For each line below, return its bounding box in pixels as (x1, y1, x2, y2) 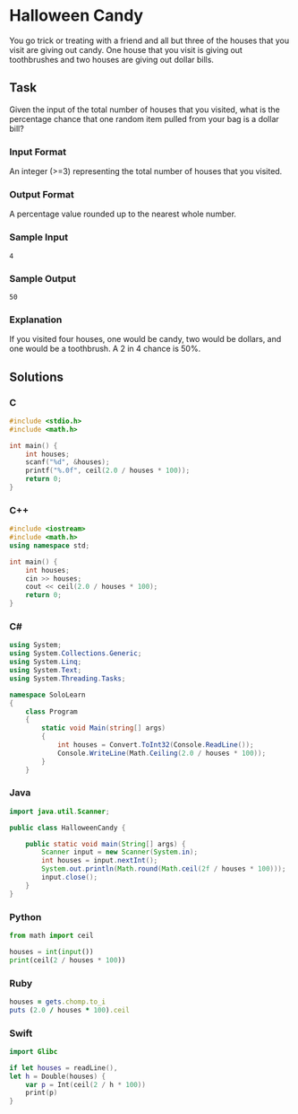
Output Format (9, 188, 74, 200)
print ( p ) (25, 1088, 58, 1098)
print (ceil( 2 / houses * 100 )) (9, 955, 126, 965)
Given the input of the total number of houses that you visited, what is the (9, 104, 280, 115)
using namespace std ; (9, 540, 90, 550)
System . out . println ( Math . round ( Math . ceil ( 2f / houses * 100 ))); (41, 864, 286, 873)
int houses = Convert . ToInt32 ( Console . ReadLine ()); (56, 741, 254, 750)
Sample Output (9, 272, 76, 285)
